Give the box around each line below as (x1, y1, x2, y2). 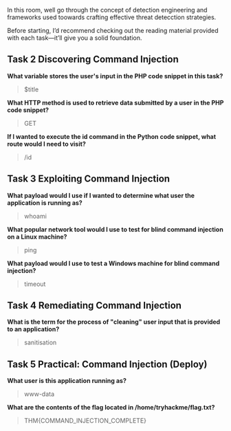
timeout (23, 280, 46, 288)
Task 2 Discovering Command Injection (7, 54, 179, 65)
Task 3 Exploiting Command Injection (7, 173, 170, 185)
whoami (23, 212, 47, 220)
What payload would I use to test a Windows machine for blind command (7, 259, 220, 267)
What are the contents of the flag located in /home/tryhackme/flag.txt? (7, 404, 215, 412)
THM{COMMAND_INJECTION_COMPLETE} (23, 417, 146, 425)
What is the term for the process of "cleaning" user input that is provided (7, 318, 221, 326)
